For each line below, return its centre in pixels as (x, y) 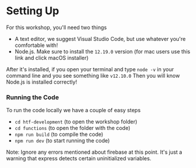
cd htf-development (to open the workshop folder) (76, 122)
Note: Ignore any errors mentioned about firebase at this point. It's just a (94, 152)
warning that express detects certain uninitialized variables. (79, 159)
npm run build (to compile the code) (59, 134)
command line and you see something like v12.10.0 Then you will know (93, 75)
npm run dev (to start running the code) (62, 141)
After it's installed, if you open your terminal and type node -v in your (90, 69)
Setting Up (33, 11)
